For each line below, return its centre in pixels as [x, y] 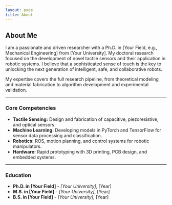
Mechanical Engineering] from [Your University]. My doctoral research [79, 53]
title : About [19, 15]
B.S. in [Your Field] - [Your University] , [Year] [61, 197]
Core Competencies [31, 108]
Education [18, 175]
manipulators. [27, 146]
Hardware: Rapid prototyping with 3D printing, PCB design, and [80, 151]
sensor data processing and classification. [57, 135]
